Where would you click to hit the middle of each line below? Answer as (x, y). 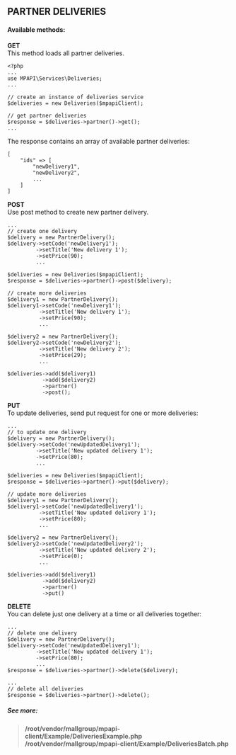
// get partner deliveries (47, 115)
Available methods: (36, 29)
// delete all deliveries (45, 689)
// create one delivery (42, 231)
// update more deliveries (47, 494)
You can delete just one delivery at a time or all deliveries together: (105, 614)
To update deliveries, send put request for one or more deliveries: (103, 413)
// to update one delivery (47, 432)
